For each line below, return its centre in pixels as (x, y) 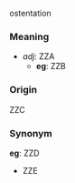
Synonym (31, 133)
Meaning (29, 36)
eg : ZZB (51, 66)
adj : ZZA (38, 56)
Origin (23, 90)
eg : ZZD (24, 153)
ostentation (30, 13)
